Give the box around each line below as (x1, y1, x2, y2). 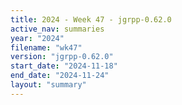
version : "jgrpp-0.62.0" (10, 52, 114, 62)
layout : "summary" (10, 80, 87, 90)
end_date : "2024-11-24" (10, 71, 110, 81)
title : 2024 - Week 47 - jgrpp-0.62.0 (10, 14, 172, 25)
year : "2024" (10, 33, 65, 43)
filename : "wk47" (10, 42, 83, 53)
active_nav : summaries (10, 24, 105, 34)
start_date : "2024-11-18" (10, 61, 118, 71)
